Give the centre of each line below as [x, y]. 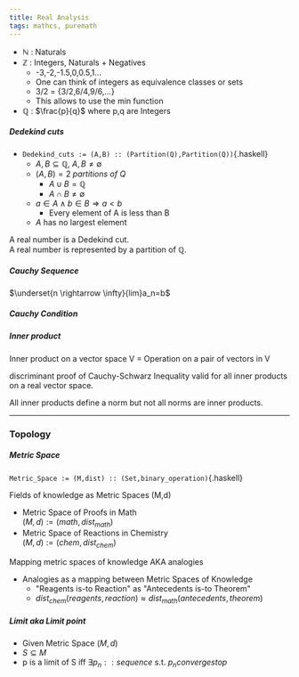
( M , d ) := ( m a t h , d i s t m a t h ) [68, 522]
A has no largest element [81, 223]
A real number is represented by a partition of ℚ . [98, 249]
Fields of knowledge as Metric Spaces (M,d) [90, 494]
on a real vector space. [51, 385]
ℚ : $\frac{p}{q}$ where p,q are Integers [96, 110]
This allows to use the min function [99, 101]
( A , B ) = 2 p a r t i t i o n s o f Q [81, 174]
